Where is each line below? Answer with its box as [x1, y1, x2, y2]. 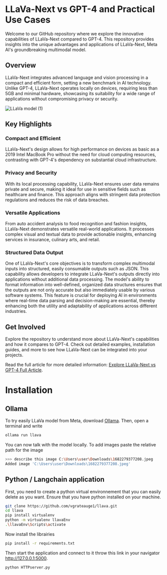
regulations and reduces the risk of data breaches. [5, 197, 109, 203]
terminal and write [5, 423, 42, 429]
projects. [5, 352, 23, 358]
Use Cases [5, 14, 51, 26]
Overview [5, 61, 36, 70]
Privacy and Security [5, 169, 57, 176]
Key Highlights [5, 120, 52, 129]
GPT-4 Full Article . [5, 367, 43, 373]
